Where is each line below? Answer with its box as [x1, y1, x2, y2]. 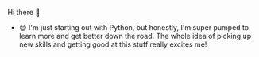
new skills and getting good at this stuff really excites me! [18, 40, 207, 49]
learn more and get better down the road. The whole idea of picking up [18, 32, 252, 40]
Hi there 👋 [7, 8, 41, 17]
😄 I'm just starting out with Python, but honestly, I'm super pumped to [18, 23, 249, 32]
